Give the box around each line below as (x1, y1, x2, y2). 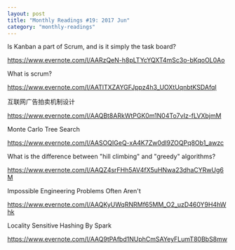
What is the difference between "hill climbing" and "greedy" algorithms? (7, 152, 216, 161)
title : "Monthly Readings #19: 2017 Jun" (7, 17, 130, 24)
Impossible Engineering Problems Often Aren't (7, 187, 142, 195)
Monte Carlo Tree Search (7, 125, 81, 134)
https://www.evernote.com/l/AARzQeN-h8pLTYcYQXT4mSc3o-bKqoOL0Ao (7, 56, 225, 64)
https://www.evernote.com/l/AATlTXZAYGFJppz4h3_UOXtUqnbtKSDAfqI (7, 83, 217, 92)
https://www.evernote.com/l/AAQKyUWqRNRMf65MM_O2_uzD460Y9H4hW (7, 200, 227, 209)
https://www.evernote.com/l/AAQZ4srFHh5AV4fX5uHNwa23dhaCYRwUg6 (7, 166, 224, 174)
